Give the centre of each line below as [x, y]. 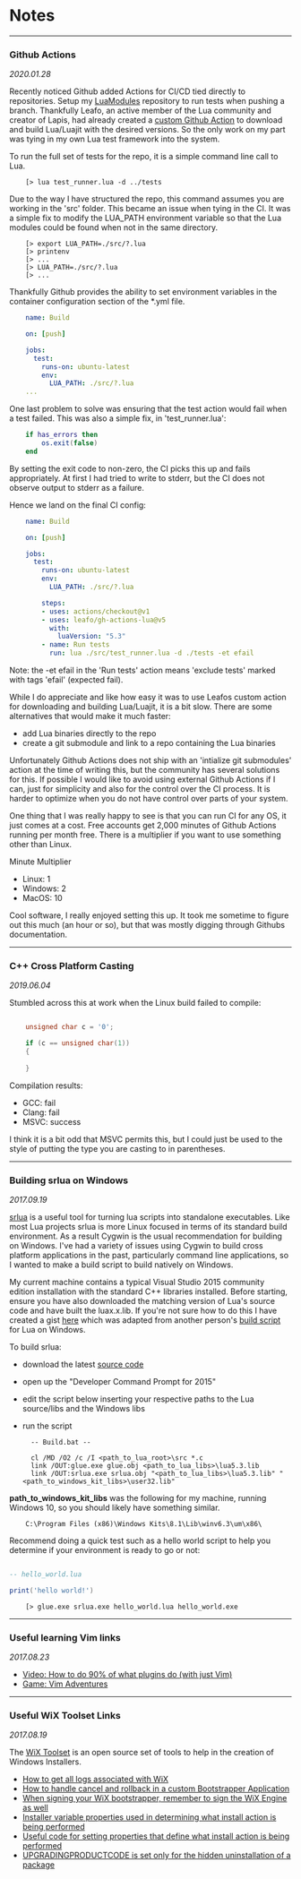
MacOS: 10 [42, 898]
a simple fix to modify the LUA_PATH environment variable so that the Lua [146, 218]
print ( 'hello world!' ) [52, 1591]
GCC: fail [39, 1103]
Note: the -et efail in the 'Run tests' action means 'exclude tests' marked [142, 670]
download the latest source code [83, 1364]
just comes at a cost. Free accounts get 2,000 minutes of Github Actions [143, 826]
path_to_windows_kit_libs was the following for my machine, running [138, 1498]
